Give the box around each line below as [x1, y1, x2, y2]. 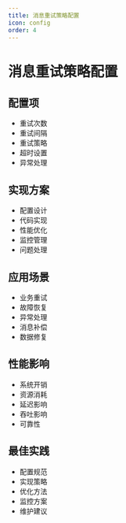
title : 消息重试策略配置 [8, 11, 80, 20]
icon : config [8, 19, 51, 27]
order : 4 [8, 26, 37, 34]
